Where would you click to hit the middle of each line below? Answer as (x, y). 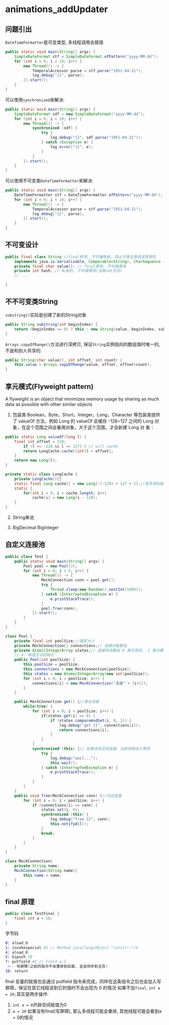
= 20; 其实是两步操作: (27, 994)
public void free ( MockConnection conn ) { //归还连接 (68, 796)
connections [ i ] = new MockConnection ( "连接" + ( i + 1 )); (90, 683)
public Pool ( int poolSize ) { (45, 660)
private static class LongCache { (41, 474)
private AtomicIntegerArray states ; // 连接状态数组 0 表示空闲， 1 (82, 650)
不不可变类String (32, 302)
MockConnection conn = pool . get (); (78, 580)
